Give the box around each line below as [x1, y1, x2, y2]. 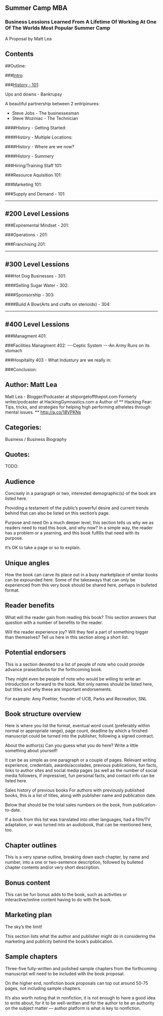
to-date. [5, 807, 21, 813]
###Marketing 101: [5, 181, 42, 187]
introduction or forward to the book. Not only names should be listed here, [5, 681, 154, 687]
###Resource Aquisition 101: [5, 172, 62, 178]
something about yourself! [5, 748, 58, 754]
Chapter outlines [5, 841, 57, 849]
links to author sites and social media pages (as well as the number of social [5, 768, 158, 774]
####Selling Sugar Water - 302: [5, 282, 69, 288]
